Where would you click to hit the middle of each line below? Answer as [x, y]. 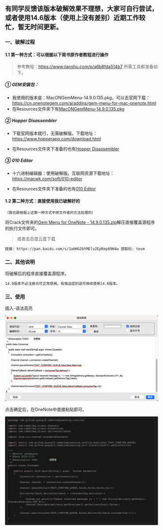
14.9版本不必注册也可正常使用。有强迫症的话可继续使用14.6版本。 [63, 284]
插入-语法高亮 [19, 308]
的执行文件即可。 [22, 228]
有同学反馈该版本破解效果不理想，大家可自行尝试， [81, 9]
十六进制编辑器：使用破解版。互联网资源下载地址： [63, 173]
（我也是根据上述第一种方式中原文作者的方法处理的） [50, 213]
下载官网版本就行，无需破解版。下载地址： [55, 134]
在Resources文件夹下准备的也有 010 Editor [54, 189]
